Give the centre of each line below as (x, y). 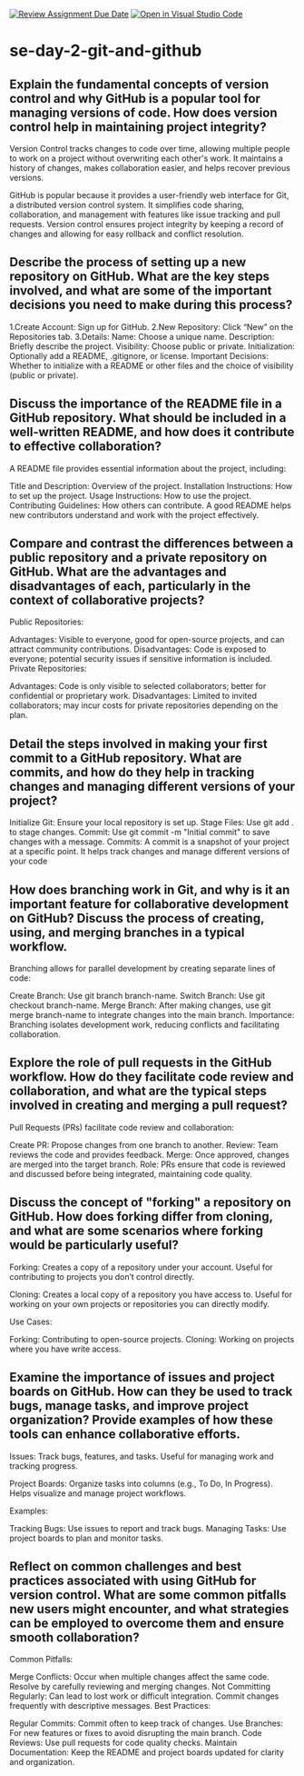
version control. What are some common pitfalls (148, 1595)
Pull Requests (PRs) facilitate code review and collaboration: (122, 1127)
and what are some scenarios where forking (136, 1231)
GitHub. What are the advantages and (118, 572)
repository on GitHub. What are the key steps (140, 277)
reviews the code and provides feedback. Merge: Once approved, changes (150, 1154)
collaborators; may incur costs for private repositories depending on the (144, 705)
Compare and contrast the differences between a (152, 544)
